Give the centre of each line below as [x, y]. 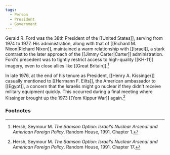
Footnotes [18, 111]
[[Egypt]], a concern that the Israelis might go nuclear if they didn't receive [83, 86]
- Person [19, 15]
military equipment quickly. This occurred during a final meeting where [79, 92]
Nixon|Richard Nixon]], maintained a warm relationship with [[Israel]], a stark [85, 49]
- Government [24, 24]
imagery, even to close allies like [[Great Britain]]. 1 [57, 65]
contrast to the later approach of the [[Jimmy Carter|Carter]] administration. [84, 54]
